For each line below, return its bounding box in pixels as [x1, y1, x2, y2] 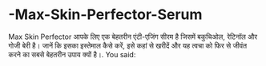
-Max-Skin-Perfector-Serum [8, 6, 203, 24]
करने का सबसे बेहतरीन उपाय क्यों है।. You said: [8, 49, 136, 59]
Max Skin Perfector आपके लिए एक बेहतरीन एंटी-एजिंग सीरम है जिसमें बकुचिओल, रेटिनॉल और [8, 32, 258, 41]
